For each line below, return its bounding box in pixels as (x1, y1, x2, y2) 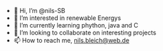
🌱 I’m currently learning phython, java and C (13, 21, 139, 29)
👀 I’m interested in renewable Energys (13, 14, 122, 22)
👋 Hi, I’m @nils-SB (13, 7, 65, 14)
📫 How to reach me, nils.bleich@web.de (13, 37, 129, 44)
